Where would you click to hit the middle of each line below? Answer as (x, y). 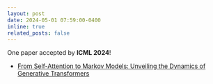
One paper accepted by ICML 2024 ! (59, 53)
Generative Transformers (53, 74)
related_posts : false (39, 33)
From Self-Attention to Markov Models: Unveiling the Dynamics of (111, 66)
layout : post (26, 14)
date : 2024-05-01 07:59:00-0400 (54, 20)
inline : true (26, 26)
